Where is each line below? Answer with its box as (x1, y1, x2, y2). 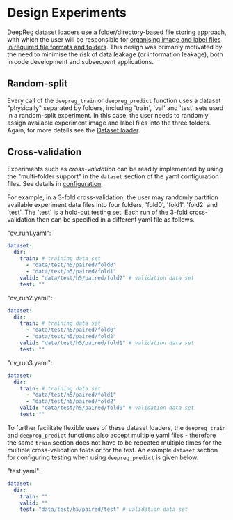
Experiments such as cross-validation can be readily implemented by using (7, 165, 223, 173)
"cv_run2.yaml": (7, 293, 53, 302)
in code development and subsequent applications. (7, 57, 154, 66)
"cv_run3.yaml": (7, 358, 53, 367)
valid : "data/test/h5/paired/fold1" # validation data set (19, 339, 195, 346)
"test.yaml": (7, 466, 41, 475)
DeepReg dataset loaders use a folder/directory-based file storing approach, (7, 28, 227, 36)
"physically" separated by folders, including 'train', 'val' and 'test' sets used (7, 103, 224, 112)
